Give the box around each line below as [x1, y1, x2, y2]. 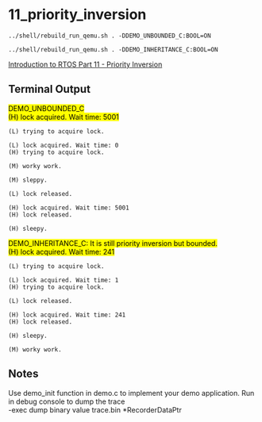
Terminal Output [8, 82, 91, 96]
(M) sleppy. [8, 176, 48, 184]
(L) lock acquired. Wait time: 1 [8, 276, 119, 284]
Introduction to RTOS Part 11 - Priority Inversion [8, 59, 163, 69]
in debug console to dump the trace [8, 397, 125, 406]
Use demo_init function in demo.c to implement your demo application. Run [8, 388, 255, 397]
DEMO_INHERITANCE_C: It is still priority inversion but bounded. [8, 238, 218, 247]
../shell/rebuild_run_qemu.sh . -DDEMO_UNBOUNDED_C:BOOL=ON [8, 32, 212, 40]
